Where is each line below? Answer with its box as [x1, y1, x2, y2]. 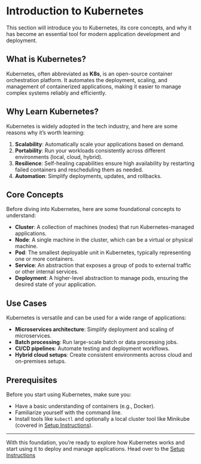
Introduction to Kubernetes [6, 4, 144, 18]
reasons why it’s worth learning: [6, 129, 85, 136]
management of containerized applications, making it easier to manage [6, 83, 181, 90]
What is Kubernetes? [6, 54, 87, 64]
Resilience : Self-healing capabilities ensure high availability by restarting [14, 159, 195, 167]
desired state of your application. [14, 281, 97, 288]
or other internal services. [14, 268, 79, 275]
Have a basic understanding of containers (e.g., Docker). [14, 403, 156, 409]
